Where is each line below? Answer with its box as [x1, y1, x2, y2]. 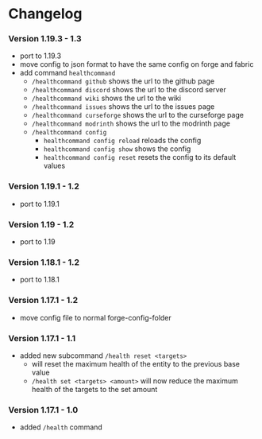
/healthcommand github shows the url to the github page [31, 76, 215, 86]
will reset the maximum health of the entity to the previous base [31, 359, 241, 368]
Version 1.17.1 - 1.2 [8, 295, 79, 306]
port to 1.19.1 [19, 199, 60, 208]
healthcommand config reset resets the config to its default [43, 153, 237, 162]
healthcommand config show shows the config [43, 144, 191, 153]
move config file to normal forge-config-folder [19, 313, 172, 322]
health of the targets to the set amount [31, 384, 158, 394]
